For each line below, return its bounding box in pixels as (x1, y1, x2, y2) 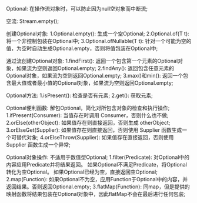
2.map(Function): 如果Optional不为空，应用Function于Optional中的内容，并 (6, 176, 188, 182)
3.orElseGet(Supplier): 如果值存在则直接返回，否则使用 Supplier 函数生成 (6, 127, 182, 134)
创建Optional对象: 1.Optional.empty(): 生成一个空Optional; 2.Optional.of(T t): (6, 30, 189, 37)
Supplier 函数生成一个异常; (6, 141, 71, 148)
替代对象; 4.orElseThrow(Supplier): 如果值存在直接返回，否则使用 (16, 134, 174, 141)
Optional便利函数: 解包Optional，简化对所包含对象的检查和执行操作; (6, 105, 170, 111)
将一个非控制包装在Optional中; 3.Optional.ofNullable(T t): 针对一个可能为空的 (6, 38, 192, 44)
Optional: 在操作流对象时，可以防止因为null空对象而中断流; (6, 5, 148, 12)
